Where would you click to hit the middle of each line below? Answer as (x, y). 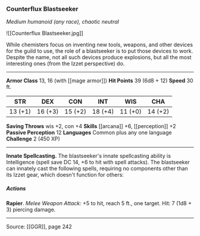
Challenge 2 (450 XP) (33, 139)
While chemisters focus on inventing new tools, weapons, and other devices (100, 45)
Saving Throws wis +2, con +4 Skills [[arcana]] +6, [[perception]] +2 (91, 126)
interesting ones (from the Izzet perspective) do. (65, 63)
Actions (16, 188)
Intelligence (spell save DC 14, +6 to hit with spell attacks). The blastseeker (98, 162)
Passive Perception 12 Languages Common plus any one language (89, 133)
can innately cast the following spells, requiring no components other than (97, 168)
